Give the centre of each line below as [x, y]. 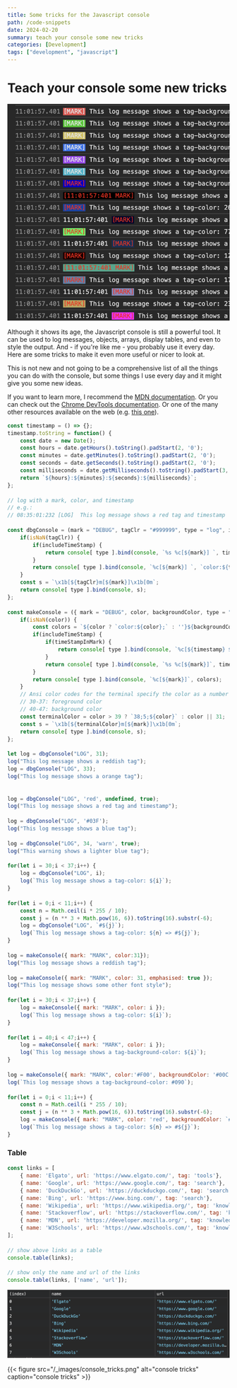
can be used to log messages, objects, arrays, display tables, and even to [114, 339]
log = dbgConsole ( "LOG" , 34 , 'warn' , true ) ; [74, 843]
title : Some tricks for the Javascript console [79, 15]
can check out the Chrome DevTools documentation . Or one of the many [113, 404]
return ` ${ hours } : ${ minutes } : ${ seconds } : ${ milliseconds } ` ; [109, 478]
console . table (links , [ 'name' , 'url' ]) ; [68, 1280]
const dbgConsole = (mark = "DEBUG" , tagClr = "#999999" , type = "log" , [116, 531]
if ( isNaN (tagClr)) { [50, 538]
